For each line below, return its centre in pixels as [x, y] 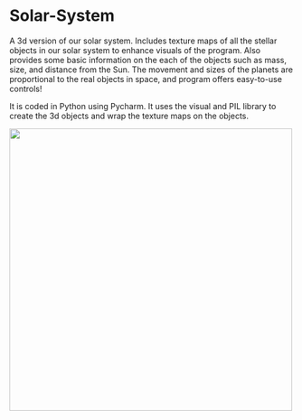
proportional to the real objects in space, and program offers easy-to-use [146, 79]
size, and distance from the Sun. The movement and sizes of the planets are [151, 70]
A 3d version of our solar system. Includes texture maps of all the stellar [143, 41]
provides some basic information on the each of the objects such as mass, [148, 60]
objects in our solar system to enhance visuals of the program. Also [135, 50]
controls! [26, 89]
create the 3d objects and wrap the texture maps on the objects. [129, 116]
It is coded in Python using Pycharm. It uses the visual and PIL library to [143, 106]
